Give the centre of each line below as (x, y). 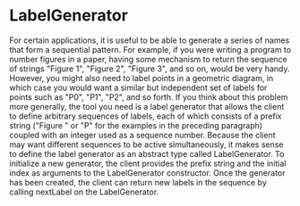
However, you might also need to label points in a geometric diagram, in (141, 78)
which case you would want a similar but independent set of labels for (138, 87)
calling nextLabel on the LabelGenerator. (84, 192)
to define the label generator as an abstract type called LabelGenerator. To (147, 153)
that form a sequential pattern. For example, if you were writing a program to (150, 49)
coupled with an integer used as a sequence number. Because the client (142, 135)
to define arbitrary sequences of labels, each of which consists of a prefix (146, 116)
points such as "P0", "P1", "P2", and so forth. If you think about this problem (149, 97)
